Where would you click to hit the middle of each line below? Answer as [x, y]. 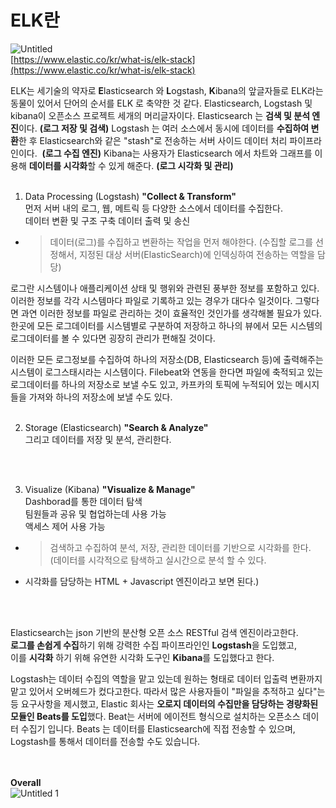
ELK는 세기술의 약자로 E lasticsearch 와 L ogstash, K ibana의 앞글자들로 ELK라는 [167, 90]
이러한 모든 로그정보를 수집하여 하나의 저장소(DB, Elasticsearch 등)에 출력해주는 [167, 359]
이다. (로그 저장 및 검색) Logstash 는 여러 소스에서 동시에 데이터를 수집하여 [164, 128]
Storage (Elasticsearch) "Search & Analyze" [116, 427]
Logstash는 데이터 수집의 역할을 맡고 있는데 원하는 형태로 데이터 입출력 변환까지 [166, 678]
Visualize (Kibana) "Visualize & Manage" [110, 489]
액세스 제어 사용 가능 [65, 526]
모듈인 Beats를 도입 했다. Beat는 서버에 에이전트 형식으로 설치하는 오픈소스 [155, 716]
